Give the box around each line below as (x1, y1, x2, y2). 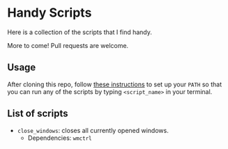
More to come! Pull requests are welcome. (7, 41, 129, 49)
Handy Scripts (7, 5, 92, 21)
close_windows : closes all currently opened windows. (17, 126, 169, 134)
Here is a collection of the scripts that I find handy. (7, 28, 152, 36)
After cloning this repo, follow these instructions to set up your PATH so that (7, 80, 222, 88)
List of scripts (7, 108, 68, 120)
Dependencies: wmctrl (27, 134, 92, 142)
